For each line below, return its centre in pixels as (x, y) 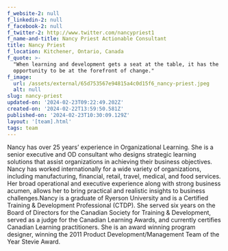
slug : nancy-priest (35, 96)
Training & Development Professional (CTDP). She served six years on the (111, 205)
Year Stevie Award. (34, 242)
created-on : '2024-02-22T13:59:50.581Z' (66, 109)
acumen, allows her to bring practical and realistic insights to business (106, 191)
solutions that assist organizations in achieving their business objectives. (110, 162)
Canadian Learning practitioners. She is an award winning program (101, 227)
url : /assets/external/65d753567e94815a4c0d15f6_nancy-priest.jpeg (112, 83)
